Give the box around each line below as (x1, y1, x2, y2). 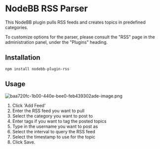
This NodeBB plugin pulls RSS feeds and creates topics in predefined (5, 19, 146, 25)
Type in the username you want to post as (12, 123, 98, 129)
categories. (5, 24, 28, 30)
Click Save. (12, 139, 36, 145)
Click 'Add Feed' (12, 102, 46, 108)
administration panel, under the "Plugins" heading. (5, 39, 108, 45)
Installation (5, 54, 40, 62)
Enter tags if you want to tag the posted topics (12, 118, 107, 124)
